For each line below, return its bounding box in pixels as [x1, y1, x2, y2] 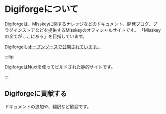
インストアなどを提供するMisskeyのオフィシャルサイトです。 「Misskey [13, 27, 161, 33]
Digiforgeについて [4, 3, 79, 15]
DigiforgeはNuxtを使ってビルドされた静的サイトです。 [4, 64, 115, 70]
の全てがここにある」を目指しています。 [4, 33, 87, 39]
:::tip [4, 54, 14, 59]
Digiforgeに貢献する [4, 89, 67, 98]
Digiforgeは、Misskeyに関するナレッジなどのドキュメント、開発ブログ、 [4, 21, 154, 27]
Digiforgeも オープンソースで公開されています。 [4, 44, 101, 50]
